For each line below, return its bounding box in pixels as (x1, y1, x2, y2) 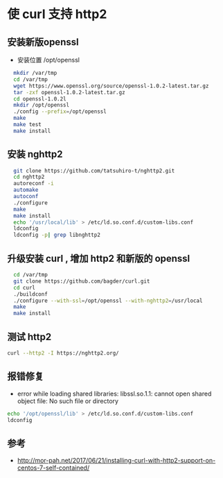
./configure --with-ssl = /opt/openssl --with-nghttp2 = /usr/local (13, 297, 203, 304)
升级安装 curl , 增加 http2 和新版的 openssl (7, 252, 190, 264)
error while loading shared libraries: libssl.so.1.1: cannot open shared (17, 389, 212, 398)
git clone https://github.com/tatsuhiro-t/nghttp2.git (13, 167, 175, 174)
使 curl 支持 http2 (7, 6, 107, 22)
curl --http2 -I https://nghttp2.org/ (7, 349, 119, 357)
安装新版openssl (7, 36, 79, 48)
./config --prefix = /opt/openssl (13, 108, 107, 115)
